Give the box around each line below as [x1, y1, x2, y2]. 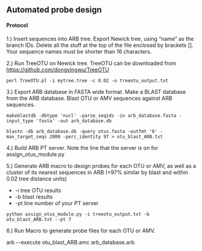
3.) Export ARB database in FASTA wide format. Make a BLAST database [6, 88, 186, 95]
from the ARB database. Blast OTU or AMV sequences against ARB [6, 95, 173, 102]
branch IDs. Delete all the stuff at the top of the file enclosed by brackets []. [6, 42, 194, 49]
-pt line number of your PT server [14, 199, 99, 206]
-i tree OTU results [14, 187, 62, 194]
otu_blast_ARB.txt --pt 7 [6, 216, 71, 222]
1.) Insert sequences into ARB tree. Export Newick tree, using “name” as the [6, 35, 194, 42]
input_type [6, 117, 34, 124]
